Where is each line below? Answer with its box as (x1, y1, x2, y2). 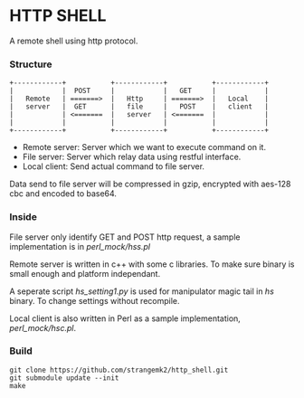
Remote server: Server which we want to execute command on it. (22, 142, 267, 153)
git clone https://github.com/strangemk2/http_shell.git (9, 365, 229, 374)
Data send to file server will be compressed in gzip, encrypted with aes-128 (9, 178, 291, 190)
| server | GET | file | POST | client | (9, 102, 270, 111)
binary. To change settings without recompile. (9, 295, 180, 306)
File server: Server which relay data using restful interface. (22, 151, 242, 163)
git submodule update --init (9, 373, 119, 383)
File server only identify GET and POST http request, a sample (9, 232, 241, 242)
